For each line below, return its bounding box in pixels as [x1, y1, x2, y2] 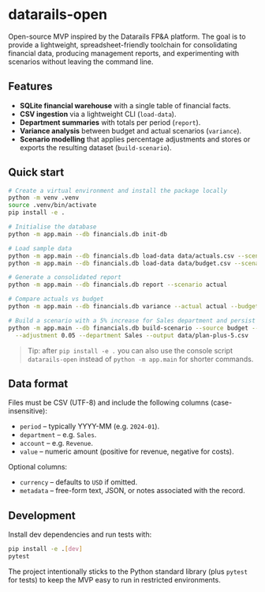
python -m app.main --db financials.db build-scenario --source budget [8, 324, 248, 332]
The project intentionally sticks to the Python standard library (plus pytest [8, 567, 248, 576]
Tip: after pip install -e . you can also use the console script [27, 345, 233, 355]
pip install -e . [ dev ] [8, 545, 83, 553]
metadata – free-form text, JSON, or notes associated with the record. [19, 486, 246, 496]
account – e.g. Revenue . [19, 439, 93, 448]
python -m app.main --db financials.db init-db [8, 230, 168, 238]
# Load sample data [8, 244, 73, 252]
